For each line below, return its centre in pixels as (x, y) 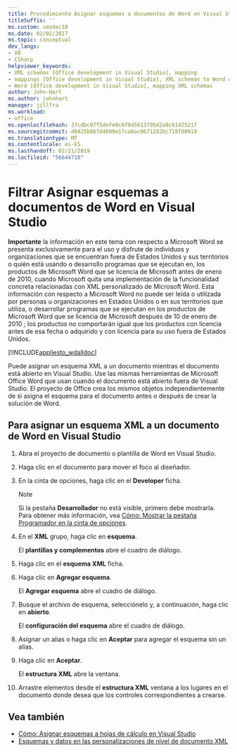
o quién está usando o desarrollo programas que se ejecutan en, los (107, 264)
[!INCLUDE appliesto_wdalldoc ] (52, 352)
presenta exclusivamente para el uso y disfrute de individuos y (99, 249)
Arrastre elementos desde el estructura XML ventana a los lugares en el (123, 687)
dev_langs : (24, 46)
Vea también (36, 717)
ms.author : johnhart (38, 99)
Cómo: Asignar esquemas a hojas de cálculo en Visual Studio (107, 734)
